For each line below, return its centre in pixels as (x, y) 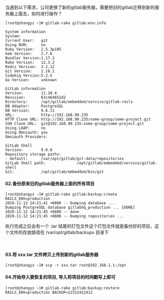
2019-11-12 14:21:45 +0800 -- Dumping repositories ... (64, 216)
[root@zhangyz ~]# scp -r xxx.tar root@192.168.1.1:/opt (66, 265)
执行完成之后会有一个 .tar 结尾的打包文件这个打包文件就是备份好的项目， (80, 226)
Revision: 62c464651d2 (35, 97)
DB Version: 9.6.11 (30, 110)
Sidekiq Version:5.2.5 (29, 75)
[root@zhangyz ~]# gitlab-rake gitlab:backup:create (61, 194)
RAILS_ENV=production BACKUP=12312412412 (49, 292)
